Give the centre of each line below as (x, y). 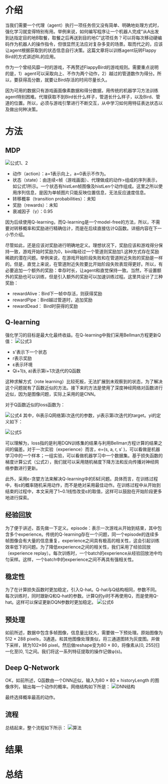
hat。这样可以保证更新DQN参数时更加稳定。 (51, 602)
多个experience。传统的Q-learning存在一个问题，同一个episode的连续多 (84, 534)
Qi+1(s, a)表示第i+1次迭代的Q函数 (46, 371)
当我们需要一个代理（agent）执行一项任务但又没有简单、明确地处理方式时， (83, 25)
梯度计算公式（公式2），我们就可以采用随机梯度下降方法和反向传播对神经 (80, 462)
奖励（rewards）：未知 (35, 205)
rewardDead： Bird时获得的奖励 (45, 306)
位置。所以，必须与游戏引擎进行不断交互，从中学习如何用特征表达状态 (86, 103)
